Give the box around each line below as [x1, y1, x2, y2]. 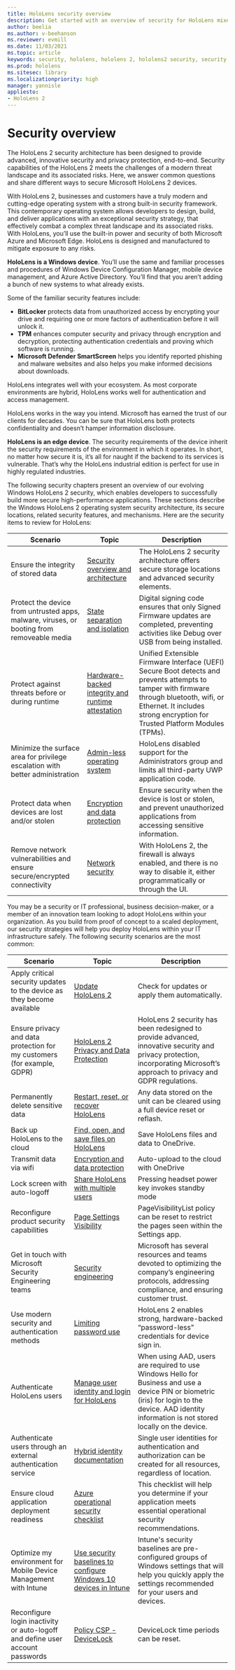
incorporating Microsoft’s [137, 1058, 220, 1068]
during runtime [10, 696, 59, 706]
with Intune [10, 1583, 48, 1593]
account [10, 1643, 38, 1652]
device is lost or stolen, [138, 794, 215, 803]
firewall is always [138, 849, 195, 859]
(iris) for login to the [137, 1395, 203, 1405]
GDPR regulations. [137, 1076, 198, 1085]
